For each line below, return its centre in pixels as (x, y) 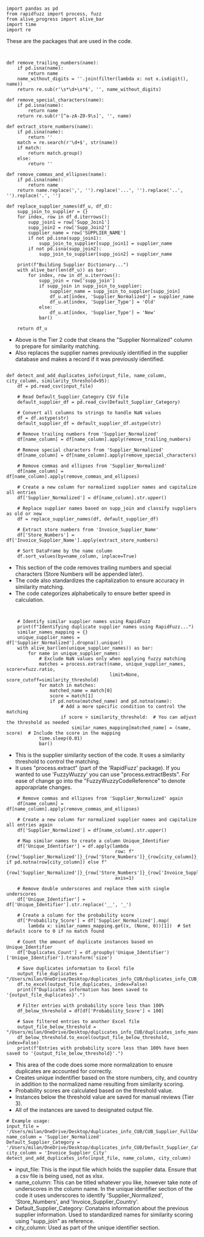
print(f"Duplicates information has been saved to (83, 990)
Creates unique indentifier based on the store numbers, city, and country (106, 1078)
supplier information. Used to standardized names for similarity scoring (104, 1215)
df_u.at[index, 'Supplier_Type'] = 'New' (103, 313)
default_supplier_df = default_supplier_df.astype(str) (90, 423)
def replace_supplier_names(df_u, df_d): (59, 206)
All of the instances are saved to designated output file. (84, 1110)
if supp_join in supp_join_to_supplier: (90, 286)
